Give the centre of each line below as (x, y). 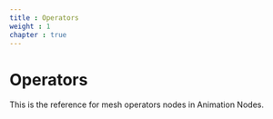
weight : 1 (30, 26)
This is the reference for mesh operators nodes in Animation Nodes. (136, 104)
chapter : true (38, 35)
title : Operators (44, 18)
